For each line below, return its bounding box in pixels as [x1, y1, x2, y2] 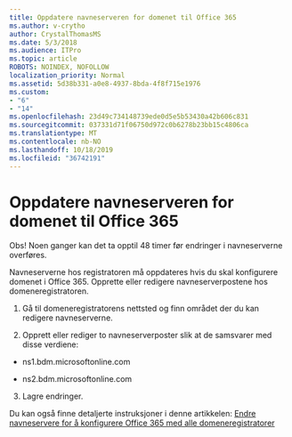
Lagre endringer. [21, 391, 84, 401]
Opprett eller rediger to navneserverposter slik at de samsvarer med [21, 330, 272, 341]
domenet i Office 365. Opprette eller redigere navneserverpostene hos [9, 277, 269, 287]
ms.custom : [9, 87, 50, 96]
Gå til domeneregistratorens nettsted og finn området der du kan [21, 303, 260, 314]
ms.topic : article [9, 54, 77, 63]
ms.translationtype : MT [9, 129, 98, 138]
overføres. [9, 250, 47, 261]
